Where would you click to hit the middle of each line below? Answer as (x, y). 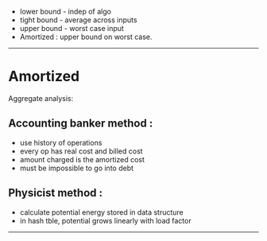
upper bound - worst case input (72, 28)
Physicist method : (56, 193)
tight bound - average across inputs (78, 20)
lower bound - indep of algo (65, 12)
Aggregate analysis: (41, 98)
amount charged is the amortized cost (82, 159)
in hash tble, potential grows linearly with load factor (106, 220)
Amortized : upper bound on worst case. (86, 37)
